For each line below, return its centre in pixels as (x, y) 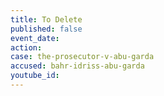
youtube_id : (35, 76)
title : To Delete (46, 19)
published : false (46, 29)
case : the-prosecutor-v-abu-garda (82, 57)
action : (26, 47)
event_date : (35, 38)
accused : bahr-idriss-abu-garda (77, 66)
